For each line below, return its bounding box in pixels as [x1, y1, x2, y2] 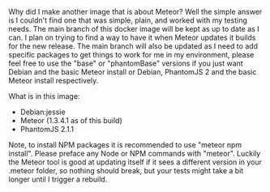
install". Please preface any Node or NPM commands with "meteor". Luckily [8, 149, 261, 158]
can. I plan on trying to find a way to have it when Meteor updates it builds [8, 32, 256, 42]
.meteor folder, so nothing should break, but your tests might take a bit [8, 166, 244, 175]
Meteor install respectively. [8, 76, 99, 85]
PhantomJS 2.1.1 [19, 125, 75, 134]
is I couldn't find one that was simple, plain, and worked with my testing [8, 15, 247, 25]
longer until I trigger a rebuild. [8, 174, 108, 184]
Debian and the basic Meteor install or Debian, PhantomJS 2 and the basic [8, 67, 257, 76]
